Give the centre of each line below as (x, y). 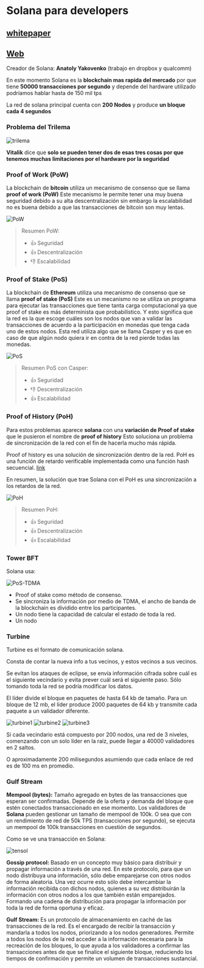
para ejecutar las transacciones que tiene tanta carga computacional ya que (102, 306)
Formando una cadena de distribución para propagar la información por (97, 902)
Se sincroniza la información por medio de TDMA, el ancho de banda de (106, 601)
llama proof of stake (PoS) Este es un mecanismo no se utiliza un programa (101, 299)
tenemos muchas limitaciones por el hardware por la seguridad (88, 158)
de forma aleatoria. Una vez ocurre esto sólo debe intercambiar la (89, 882)
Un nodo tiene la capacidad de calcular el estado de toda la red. (95, 614)
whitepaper (29, 33)
